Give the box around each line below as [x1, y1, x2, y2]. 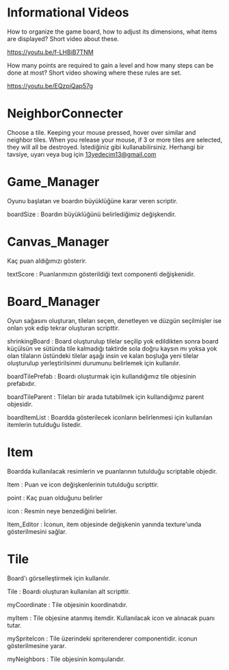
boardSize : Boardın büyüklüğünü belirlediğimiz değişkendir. [7, 210, 176, 218]
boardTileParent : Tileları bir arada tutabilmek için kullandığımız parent [7, 392, 204, 401]
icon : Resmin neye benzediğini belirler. [7, 506, 118, 515]
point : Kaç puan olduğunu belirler [7, 493, 103, 502]
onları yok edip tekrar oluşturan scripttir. [7, 324, 120, 332]
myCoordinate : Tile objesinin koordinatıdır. [7, 600, 128, 608]
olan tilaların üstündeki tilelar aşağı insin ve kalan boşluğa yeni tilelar [7, 351, 200, 360]
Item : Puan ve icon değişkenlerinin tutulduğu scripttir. [7, 480, 159, 489]
